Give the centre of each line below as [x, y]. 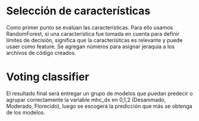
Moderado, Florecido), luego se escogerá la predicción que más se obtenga [99, 106]
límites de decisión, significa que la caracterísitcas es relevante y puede [94, 40]
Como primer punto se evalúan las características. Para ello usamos [90, 27]
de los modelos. [26, 112]
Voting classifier [48, 77]
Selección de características [78, 11]
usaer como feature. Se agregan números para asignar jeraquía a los [90, 46]
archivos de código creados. [41, 52]
